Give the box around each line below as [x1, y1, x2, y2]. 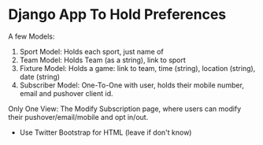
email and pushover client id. [19, 88, 113, 98]
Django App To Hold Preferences [8, 6, 227, 24]
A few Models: [8, 32, 55, 41]
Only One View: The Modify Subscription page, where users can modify [8, 104, 242, 113]
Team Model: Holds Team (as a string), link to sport [19, 55, 187, 65]
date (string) [19, 72, 61, 81]
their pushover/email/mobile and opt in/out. [8, 112, 149, 121]
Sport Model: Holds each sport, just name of [19, 46, 164, 56]
